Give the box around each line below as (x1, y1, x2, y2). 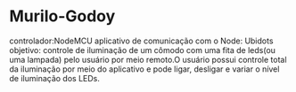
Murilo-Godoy (9, 6, 116, 27)
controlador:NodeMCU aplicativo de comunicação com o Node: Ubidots (9, 35, 274, 46)
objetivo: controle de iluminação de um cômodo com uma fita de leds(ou (9, 44, 276, 55)
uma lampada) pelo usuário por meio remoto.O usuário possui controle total (9, 54, 287, 65)
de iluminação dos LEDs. (9, 73, 100, 83)
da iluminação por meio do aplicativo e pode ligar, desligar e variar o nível (9, 64, 280, 74)
